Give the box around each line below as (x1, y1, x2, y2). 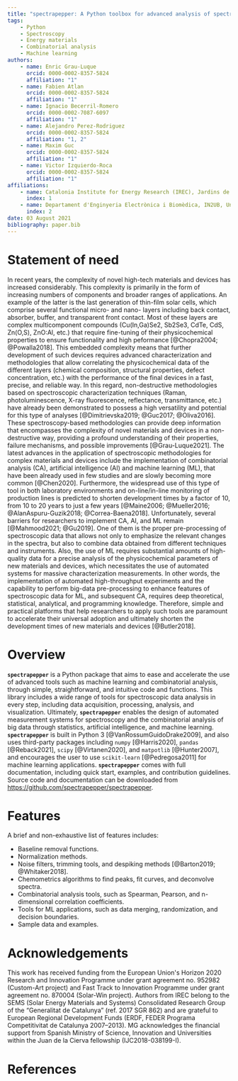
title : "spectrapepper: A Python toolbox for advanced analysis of (7, 10, 211, 18)
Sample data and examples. (17, 920, 99, 929)
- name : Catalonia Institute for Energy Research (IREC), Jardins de (20, 189, 230, 196)
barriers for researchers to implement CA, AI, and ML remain (7, 516, 184, 525)
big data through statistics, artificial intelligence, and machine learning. (7, 722, 214, 731)
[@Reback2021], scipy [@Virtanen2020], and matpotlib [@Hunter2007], (7, 745, 220, 754)
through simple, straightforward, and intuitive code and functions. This (7, 685, 213, 693)
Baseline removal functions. (17, 845, 99, 853)
